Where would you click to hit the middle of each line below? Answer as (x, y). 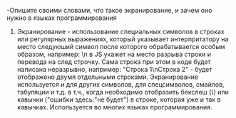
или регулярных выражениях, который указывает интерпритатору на (123, 39)
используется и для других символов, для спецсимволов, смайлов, (121, 84)
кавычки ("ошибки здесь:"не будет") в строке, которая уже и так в (119, 100)
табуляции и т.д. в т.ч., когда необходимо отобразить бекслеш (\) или (123, 92)
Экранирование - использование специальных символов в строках (121, 32)
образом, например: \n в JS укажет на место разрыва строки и (114, 54)
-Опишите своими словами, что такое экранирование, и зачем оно (109, 10)
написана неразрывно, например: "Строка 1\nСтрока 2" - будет (114, 69)
